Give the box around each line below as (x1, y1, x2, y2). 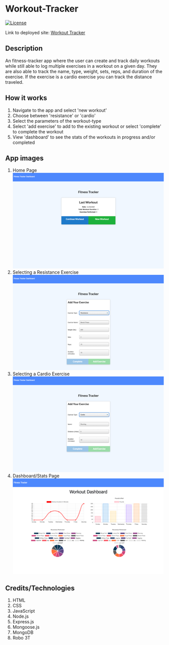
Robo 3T (12, 635, 31, 641)
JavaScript (12, 608, 35, 614)
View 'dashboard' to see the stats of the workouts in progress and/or (12, 134, 155, 140)
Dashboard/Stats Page (12, 473, 59, 479)
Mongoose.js (12, 624, 40, 630)
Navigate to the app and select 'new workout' (12, 107, 107, 113)
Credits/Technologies (5, 584, 75, 592)
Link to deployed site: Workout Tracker (5, 29, 86, 35)
